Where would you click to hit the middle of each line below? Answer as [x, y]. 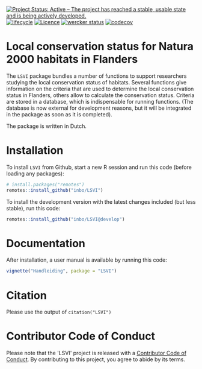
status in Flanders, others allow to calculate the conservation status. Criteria [100, 95]
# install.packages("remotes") [45, 184]
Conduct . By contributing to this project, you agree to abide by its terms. [96, 359]
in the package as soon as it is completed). [59, 114]
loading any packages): [35, 173]
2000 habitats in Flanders [72, 59]
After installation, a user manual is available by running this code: [87, 260]
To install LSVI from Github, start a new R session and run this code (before [99, 167]
